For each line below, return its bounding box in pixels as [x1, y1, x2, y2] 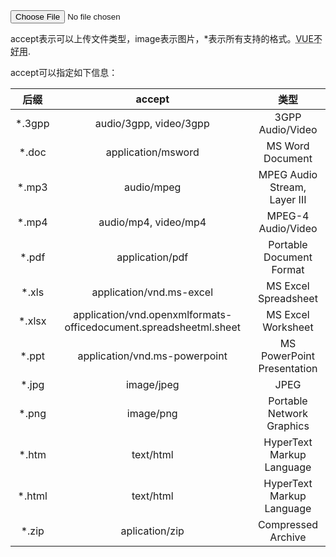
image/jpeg [125, 378, 180, 391]
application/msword [105, 145, 200, 159]
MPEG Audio [258, 168, 318, 181]
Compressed [257, 518, 319, 531]
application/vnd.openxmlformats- [73, 308, 233, 321]
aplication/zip [120, 524, 185, 538]
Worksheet [262, 320, 314, 334]
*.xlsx [18, 314, 47, 328]
